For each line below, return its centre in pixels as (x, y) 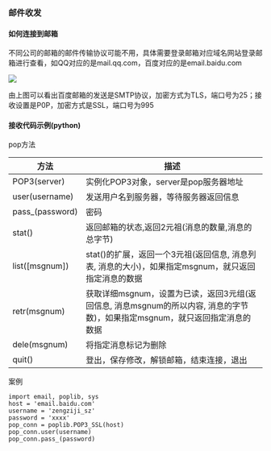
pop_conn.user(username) (50, 432)
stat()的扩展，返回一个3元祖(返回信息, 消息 (167, 254)
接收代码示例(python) (44, 125)
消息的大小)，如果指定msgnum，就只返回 (177, 267)
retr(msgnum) (39, 312)
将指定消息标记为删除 (126, 345)
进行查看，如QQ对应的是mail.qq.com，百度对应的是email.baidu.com (128, 63)
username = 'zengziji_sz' (52, 411)
